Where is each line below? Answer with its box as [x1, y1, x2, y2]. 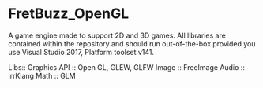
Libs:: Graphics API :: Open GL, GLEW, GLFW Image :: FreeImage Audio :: [8, 62, 245, 71]
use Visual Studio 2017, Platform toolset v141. [8, 47, 155, 57]
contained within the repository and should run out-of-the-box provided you [8, 38, 256, 48]
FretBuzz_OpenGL [8, 5, 130, 23]
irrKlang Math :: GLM [8, 71, 77, 80]
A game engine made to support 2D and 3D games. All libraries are [8, 31, 227, 40]
